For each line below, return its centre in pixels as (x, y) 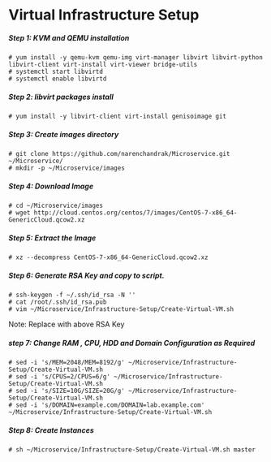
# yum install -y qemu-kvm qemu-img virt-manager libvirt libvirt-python (136, 58)
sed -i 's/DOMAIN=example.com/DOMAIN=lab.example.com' (110, 405)
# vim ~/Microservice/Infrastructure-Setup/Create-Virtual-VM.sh (121, 309)
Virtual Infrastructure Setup (104, 15)
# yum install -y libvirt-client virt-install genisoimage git (118, 117)
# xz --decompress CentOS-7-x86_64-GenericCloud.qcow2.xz (108, 257)
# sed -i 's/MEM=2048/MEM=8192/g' (67, 362)
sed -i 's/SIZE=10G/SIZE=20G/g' (71, 391)
